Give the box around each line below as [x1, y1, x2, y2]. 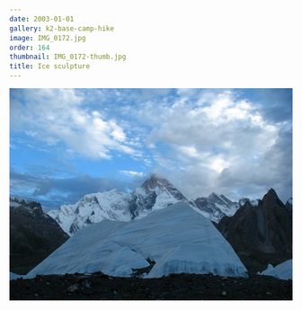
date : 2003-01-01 [9, 14, 75, 23]
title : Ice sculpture [9, 62, 91, 71]
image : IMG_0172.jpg [9, 33, 87, 42]
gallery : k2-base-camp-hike [9, 23, 115, 33]
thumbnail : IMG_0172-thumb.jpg [9, 52, 127, 62]
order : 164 [9, 43, 50, 52]
